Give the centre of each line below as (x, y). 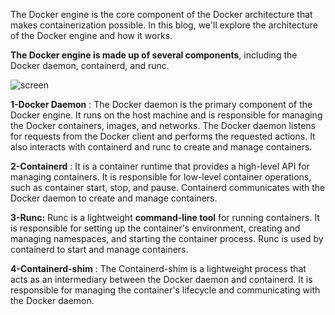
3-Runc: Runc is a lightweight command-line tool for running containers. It (165, 217)
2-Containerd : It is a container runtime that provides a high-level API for (160, 166)
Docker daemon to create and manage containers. (114, 198)
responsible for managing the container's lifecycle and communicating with (165, 290)
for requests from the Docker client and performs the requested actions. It (163, 136)
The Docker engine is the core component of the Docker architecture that (161, 14)
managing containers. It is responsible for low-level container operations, (161, 177)
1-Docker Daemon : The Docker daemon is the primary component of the (161, 104)
